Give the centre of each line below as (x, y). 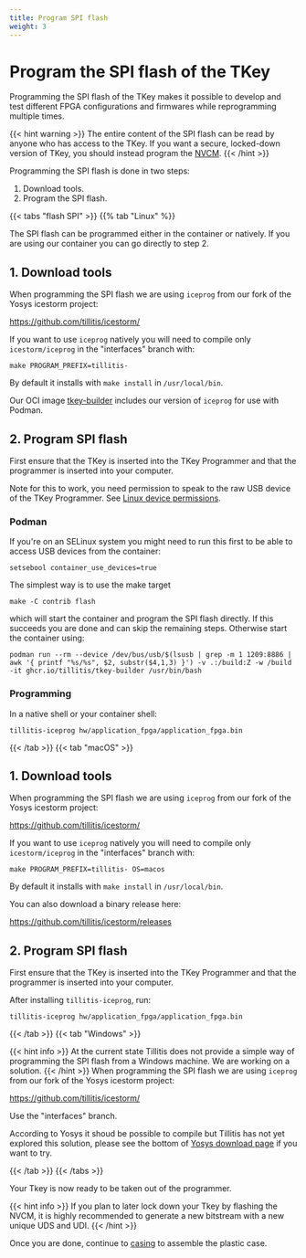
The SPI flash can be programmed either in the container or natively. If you (150, 234)
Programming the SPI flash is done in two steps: (100, 171)
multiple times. (37, 116)
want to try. (31, 1153)
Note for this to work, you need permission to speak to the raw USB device (150, 489)
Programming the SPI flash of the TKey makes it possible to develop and (145, 97)
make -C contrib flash (53, 602)
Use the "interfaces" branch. (63, 1116)
